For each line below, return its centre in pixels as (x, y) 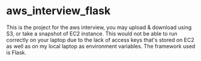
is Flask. (16, 52)
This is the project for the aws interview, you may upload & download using (99, 27)
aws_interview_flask (58, 11)
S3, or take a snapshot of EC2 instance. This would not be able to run (92, 33)
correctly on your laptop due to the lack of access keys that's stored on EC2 (100, 40)
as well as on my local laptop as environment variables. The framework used (101, 46)
